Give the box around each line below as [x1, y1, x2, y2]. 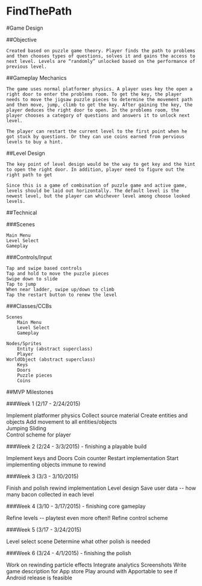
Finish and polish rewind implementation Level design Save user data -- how [6, 484, 197, 492]
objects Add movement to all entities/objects [6, 418, 118, 425]
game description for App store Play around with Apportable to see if [6, 567, 178, 574]
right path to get [6, 171, 52, 178]
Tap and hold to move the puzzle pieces [6, 271, 110, 277]
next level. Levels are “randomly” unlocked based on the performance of [6, 58, 196, 64]
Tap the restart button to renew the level [6, 292, 118, 298]
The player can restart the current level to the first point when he [6, 128, 188, 134]
